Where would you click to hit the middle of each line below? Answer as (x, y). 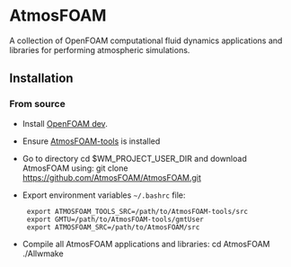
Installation (41, 79)
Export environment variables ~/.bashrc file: (104, 195)
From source (37, 104)
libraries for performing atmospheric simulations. (100, 49)
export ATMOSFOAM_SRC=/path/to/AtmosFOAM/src (113, 227)
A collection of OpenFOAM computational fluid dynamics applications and (146, 40)
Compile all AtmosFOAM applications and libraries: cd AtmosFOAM (146, 244)
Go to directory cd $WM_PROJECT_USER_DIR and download (134, 158)
